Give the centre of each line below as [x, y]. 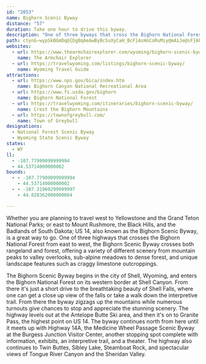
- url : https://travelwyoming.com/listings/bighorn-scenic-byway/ [98, 63]
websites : [19, 47]
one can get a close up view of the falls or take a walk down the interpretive [102, 295]
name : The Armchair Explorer [55, 58]
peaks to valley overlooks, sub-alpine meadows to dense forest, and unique [102, 257]
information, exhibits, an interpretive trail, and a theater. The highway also [99, 341]
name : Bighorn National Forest [57, 98]
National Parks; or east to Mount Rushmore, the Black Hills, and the [91, 224]
